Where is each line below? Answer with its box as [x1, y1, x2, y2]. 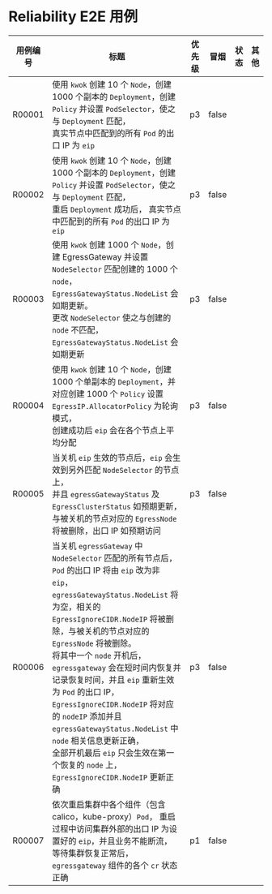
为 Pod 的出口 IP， [52, 686, 120, 698]
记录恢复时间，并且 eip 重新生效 [52, 674, 175, 686]
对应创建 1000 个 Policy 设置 [52, 388, 164, 399]
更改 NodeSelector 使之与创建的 [52, 312, 172, 323]
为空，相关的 [52, 601, 101, 612]
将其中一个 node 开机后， [52, 650, 147, 661]
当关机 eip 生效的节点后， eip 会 [52, 452, 173, 463]
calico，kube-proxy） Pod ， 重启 [52, 810, 176, 822]
